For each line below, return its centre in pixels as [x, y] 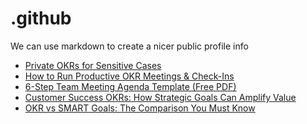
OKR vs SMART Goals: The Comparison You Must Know [140, 108]
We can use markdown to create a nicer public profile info [129, 46]
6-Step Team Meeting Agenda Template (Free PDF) [130, 86]
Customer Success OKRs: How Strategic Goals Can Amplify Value [160, 97]
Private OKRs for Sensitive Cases [93, 65]
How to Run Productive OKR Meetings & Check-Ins [129, 76]
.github [41, 18]
